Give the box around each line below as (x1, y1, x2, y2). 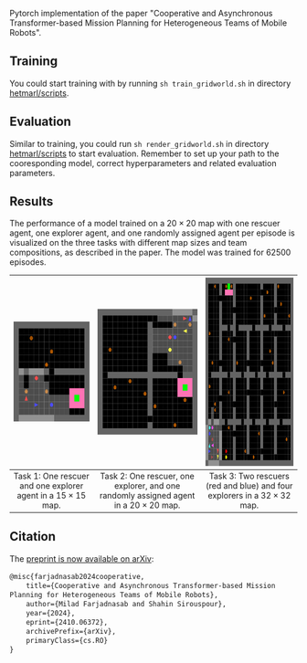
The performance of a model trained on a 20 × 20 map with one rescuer (9, 218, 281, 229)
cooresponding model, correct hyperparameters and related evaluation (9, 157, 277, 168)
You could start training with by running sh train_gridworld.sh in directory (9, 78, 291, 89)
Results (9, 194, 54, 209)
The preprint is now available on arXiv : (9, 552, 154, 564)
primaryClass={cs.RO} (26, 636, 108, 645)
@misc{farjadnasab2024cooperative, (9, 572, 145, 581)
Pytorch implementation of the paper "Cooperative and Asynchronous (9, 8, 273, 18)
